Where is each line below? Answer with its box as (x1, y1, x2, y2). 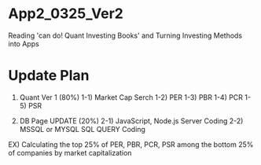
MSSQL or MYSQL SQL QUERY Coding (19, 124, 145, 134)
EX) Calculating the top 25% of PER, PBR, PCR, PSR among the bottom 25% (8, 139, 254, 149)
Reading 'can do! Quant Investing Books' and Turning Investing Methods (8, 31, 243, 40)
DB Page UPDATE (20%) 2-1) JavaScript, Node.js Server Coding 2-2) (19, 115, 244, 126)
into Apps (8, 38, 39, 48)
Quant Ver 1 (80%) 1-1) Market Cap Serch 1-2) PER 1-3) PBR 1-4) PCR (19, 92, 244, 102)
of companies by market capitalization (8, 148, 132, 157)
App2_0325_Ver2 (8, 5, 123, 23)
